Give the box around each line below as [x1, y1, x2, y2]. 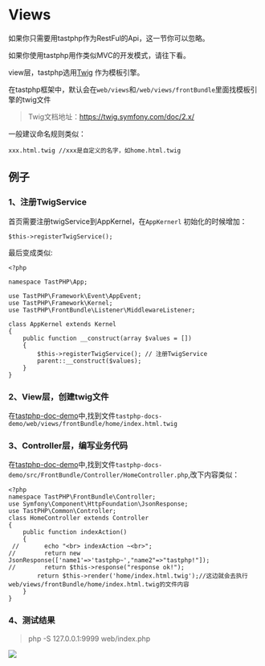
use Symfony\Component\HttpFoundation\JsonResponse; [8, 500, 189, 508]
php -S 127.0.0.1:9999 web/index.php [27, 634, 151, 643]
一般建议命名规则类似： [8, 129, 86, 139]
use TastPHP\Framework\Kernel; [8, 299, 113, 307]
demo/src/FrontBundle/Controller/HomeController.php [8, 471, 189, 480]
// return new [8, 549, 81, 557]
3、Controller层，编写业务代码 [8, 440, 128, 451]
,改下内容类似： [187, 470, 239, 480]
